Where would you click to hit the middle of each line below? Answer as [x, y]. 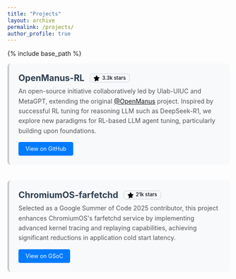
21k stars [146, 195]
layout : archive [31, 20]
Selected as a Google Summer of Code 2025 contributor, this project [119, 208]
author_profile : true [39, 34]
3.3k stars [114, 78]
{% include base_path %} [45, 54]
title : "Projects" [34, 14]
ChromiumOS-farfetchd [69, 195]
